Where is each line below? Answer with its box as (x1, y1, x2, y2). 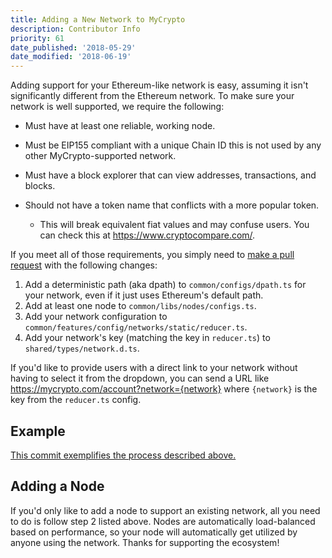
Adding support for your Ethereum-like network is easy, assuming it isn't (10, 79, 309, 91)
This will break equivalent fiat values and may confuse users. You (39, 219, 310, 231)
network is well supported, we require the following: (10, 101, 225, 113)
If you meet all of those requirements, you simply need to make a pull (10, 249, 295, 261)
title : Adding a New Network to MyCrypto (10, 14, 186, 25)
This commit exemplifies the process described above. (10, 449, 237, 461)
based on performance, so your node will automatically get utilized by (10, 526, 298, 538)
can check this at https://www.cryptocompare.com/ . (39, 229, 256, 241)
